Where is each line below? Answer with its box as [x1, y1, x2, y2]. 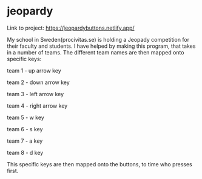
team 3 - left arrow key [7, 90, 64, 97]
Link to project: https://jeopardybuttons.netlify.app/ [7, 24, 135, 31]
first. [7, 167, 19, 174]
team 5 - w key [7, 114, 44, 121]
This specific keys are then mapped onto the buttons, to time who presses [7, 160, 193, 168]
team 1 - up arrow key [7, 67, 61, 74]
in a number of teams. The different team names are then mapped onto [7, 48, 184, 56]
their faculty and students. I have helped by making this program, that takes [7, 42, 196, 50]
